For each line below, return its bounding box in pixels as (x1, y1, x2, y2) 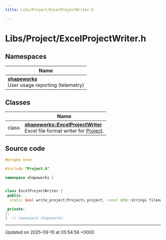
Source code (5, 144, 45, 153)
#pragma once (5, 158, 32, 162)
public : (7, 193, 23, 198)
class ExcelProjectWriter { (5, 188, 63, 193)
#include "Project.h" (5, 166, 50, 171)
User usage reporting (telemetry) (7, 81, 84, 88)
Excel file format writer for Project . (24, 127, 104, 134)
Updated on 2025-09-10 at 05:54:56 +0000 (5, 229, 95, 235)
